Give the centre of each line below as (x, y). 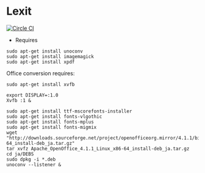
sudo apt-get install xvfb (41, 84)
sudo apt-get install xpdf (41, 62)
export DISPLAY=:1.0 (33, 95)
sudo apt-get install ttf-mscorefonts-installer (69, 111)
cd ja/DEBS (20, 154)
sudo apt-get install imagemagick (50, 56)
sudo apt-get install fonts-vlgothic (54, 116)
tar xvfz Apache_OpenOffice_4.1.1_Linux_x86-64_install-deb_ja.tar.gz (98, 149)
